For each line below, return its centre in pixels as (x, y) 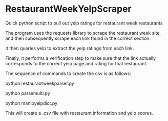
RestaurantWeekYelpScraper (68, 9)
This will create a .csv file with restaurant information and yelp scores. (79, 113)
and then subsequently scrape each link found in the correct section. (78, 38)
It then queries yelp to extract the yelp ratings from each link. (70, 48)
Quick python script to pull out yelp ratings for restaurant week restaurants (84, 23)
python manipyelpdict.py (31, 103)
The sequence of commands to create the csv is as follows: (68, 73)
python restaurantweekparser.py (40, 83)
